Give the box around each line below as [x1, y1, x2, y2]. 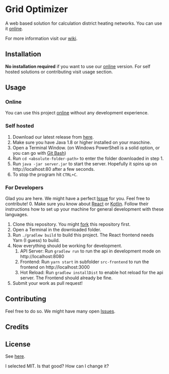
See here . [5, 353, 25, 359]
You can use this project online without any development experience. [5, 110, 149, 116]
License [5, 340, 31, 348]
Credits [5, 323, 29, 331]
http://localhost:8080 [20, 254, 65, 260]
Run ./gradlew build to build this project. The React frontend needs [12, 232, 154, 238]
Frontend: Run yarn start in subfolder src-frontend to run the [20, 259, 149, 265]
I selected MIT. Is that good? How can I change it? [5, 363, 109, 369]
